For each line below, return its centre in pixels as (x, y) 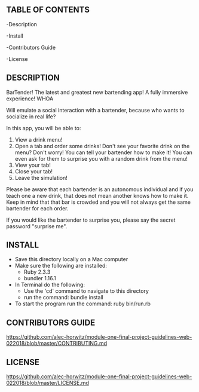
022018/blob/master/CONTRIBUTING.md (57, 344)
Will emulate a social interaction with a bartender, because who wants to (95, 110)
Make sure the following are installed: (61, 266)
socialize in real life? (31, 117)
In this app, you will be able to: (44, 128)
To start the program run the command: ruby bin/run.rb (83, 304)
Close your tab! (33, 171)
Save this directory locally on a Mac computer (71, 259)
